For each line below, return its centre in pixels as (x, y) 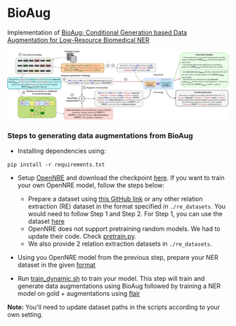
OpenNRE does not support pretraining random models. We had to (124, 229)
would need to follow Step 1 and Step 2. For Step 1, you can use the (125, 214)
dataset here (46, 221)
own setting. (25, 315)
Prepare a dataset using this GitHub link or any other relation (116, 199)
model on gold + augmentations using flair (79, 294)
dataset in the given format (57, 265)
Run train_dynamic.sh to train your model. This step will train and (111, 279)
